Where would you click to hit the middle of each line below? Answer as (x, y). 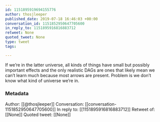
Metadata (17, 93)
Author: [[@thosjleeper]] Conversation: (45, 104)
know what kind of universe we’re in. (42, 81)
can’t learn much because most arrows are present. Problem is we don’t (78, 75)
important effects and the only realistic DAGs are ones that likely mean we (80, 70)
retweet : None (20, 33)
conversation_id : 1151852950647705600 (45, 23)
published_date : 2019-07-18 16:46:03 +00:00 (51, 19)
